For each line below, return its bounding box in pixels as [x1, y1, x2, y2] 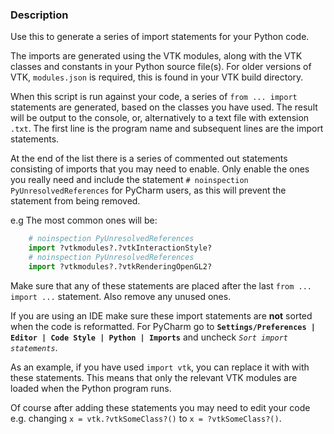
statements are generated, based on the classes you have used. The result [10, 101, 318, 113]
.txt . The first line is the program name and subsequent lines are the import [10, 123, 324, 135]
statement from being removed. [10, 195, 141, 207]
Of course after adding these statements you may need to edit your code [10, 401, 311, 413]
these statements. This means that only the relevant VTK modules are [10, 371, 298, 383]
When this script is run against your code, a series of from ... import [10, 91, 298, 103]
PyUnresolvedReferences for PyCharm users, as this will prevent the [10, 184, 287, 197]
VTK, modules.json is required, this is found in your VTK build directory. [10, 71, 304, 83]
